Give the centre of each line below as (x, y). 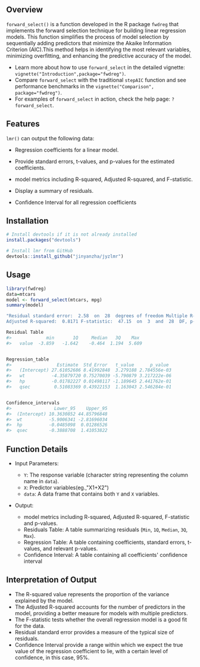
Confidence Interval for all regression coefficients (76, 202)
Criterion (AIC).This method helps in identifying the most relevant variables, (99, 49)
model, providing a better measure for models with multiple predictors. (101, 613)
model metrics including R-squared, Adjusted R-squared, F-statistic (107, 516)
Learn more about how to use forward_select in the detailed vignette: (100, 67)
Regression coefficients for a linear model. (67, 150)
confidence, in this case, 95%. (52, 657)
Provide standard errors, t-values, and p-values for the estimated (94, 161)
